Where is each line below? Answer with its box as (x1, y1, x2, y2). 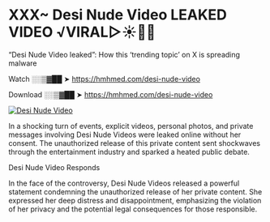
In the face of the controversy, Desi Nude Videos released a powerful (8, 178, 240, 188)
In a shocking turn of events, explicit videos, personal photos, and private (8, 121, 254, 130)
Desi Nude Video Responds (8, 162, 101, 172)
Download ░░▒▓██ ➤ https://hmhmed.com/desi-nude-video (8, 89, 213, 99)
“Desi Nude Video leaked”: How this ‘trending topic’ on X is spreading (8, 49, 241, 59)
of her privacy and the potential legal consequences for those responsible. (8, 204, 258, 214)
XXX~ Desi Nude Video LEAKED (8, 6, 227, 24)
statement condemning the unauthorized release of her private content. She (8, 186, 263, 196)
